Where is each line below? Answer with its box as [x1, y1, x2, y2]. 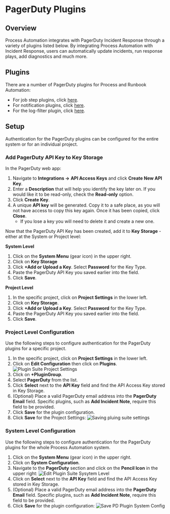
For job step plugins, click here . [12, 96, 79, 102]
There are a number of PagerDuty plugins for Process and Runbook [5, 81, 147, 87]
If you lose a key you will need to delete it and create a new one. [20, 218, 155, 224]
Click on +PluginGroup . [12, 371, 62, 378]
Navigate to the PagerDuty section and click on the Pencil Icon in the [12, 465, 158, 471]
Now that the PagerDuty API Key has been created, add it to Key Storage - [5, 228, 161, 234]
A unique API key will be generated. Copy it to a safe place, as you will [12, 202, 160, 208]
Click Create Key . [12, 196, 50, 202]
